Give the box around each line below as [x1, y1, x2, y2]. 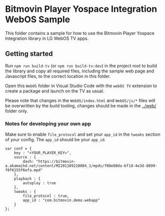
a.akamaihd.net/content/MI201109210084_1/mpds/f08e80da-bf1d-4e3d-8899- [5, 163, 158, 168]
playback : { [14, 176, 41, 182]
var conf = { [5, 146, 32, 151]
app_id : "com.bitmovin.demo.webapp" [23, 198, 100, 203]
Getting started [5, 50, 53, 58]
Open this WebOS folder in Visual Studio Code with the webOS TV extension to [5, 83, 158, 89]
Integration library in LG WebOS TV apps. [5, 35, 89, 41]
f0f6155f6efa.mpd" [5, 168, 43, 173]
